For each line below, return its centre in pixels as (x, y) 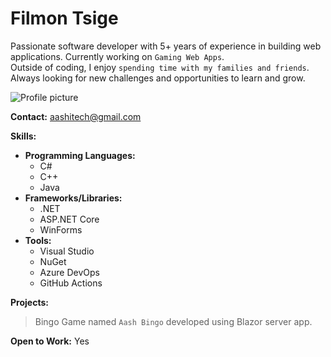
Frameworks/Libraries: (73, 198)
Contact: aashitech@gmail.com (76, 116)
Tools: (38, 240)
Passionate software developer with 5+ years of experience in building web (166, 46)
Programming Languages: (80, 155)
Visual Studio (67, 251)
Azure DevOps (69, 272)
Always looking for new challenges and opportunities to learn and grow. (158, 78)
